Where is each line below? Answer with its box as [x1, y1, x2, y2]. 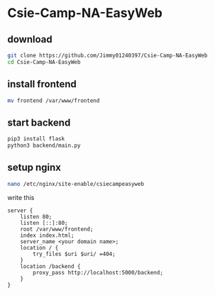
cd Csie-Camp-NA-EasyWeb [7, 58, 81, 65]
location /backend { [20, 262, 81, 270]
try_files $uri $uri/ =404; [33, 250, 116, 257]
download [7, 33, 53, 45]
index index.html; [20, 232, 75, 239]
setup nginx [7, 162, 62, 174]
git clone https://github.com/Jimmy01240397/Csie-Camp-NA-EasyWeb [7, 52, 208, 59]
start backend [7, 116, 71, 128]
